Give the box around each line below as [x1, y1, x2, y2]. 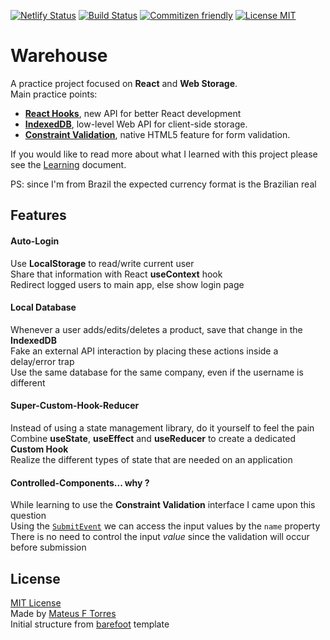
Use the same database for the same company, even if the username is [10, 366, 304, 378]
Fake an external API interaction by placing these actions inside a [10, 345, 279, 357]
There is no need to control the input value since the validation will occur [10, 531, 310, 543]
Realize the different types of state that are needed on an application [10, 453, 293, 465]
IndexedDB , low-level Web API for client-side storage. [24, 118, 248, 130]
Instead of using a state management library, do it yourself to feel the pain [10, 421, 315, 434]
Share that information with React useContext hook [10, 268, 223, 280]
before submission [10, 541, 87, 554]
